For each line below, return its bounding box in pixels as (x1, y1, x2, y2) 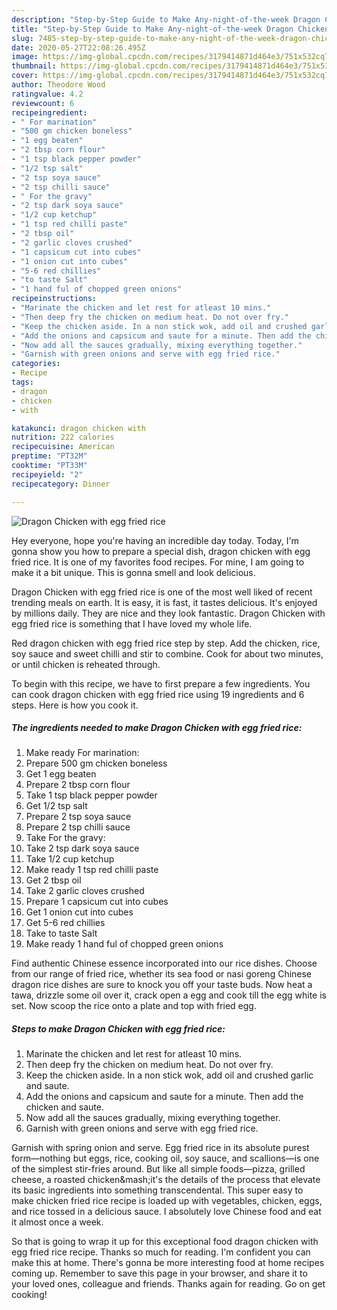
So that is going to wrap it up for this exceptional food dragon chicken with (11, 1236, 319, 1248)
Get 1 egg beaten (25, 768, 97, 780)
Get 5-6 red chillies (25, 917, 106, 929)
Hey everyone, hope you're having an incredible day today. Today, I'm (11, 534, 299, 546)
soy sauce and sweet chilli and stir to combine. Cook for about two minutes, (11, 647, 324, 660)
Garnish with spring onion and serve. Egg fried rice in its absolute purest (11, 1142, 310, 1154)
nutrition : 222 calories (11, 432, 115, 443)
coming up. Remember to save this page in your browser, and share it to (11, 1267, 308, 1280)
